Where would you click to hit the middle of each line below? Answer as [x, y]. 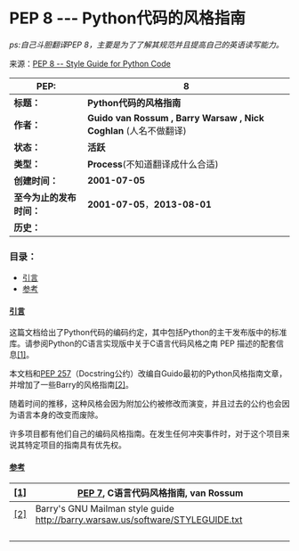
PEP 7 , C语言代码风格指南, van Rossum [160, 493]
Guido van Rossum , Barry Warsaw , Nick [176, 118]
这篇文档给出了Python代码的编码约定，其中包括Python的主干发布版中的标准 [148, 333]
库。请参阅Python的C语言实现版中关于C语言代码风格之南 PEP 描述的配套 [143, 343]
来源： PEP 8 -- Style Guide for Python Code [90, 63]
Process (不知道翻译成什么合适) [154, 164]
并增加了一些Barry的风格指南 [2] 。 [71, 385]
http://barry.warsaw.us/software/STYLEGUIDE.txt [139, 520]
